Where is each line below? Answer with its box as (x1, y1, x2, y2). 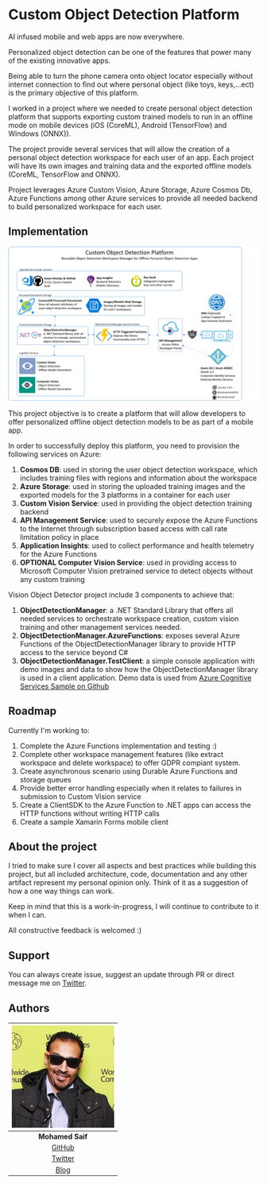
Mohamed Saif (38, 1132, 88, 1141)
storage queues (19, 774, 72, 784)
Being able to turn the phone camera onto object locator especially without (8, 71, 253, 80)
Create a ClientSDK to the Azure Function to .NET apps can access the (19, 800, 252, 809)
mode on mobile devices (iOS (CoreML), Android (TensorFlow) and (8, 120, 227, 130)
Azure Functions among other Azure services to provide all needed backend (8, 193, 258, 203)
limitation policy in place (19, 532, 99, 542)
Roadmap (8, 705, 57, 718)
